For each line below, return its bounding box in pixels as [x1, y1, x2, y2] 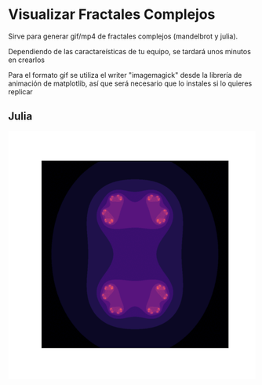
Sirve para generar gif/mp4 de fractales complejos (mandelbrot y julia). [8, 31, 238, 41]
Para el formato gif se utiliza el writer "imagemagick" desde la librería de [8, 70, 242, 79]
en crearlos [8, 55, 45, 64]
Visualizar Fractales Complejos [8, 5, 216, 24]
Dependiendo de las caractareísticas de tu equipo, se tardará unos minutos [8, 46, 251, 56]
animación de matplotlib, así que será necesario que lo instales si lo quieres [8, 79, 253, 88]
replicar [8, 86, 33, 96]
